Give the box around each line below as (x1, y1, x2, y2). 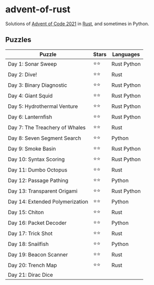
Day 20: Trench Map (8, 262, 57, 269)
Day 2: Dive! (8, 71, 37, 78)
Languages (112, 50, 140, 58)
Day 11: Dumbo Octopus (8, 166, 68, 174)
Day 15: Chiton (8, 209, 45, 216)
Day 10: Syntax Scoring (8, 156, 65, 163)
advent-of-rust (5, 4, 71, 15)
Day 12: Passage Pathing (8, 177, 69, 184)
